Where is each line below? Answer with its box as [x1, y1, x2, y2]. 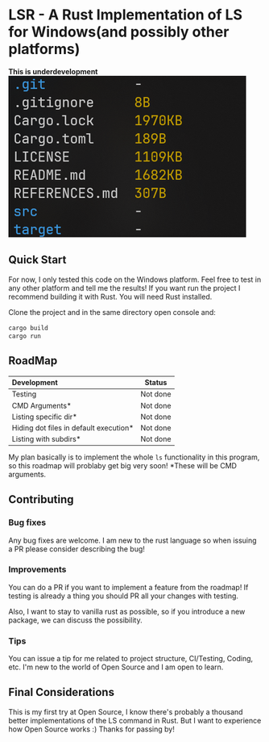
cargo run [8, 332, 42, 340]
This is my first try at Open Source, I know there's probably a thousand [8, 706, 243, 716]
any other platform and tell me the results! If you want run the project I [8, 283, 241, 292]
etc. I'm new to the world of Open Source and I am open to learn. [8, 662, 224, 672]
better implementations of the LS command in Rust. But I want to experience [8, 715, 262, 725]
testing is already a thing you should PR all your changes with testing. [8, 591, 239, 601]
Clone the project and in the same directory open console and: [8, 307, 216, 317]
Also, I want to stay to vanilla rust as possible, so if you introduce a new [8, 606, 246, 616]
